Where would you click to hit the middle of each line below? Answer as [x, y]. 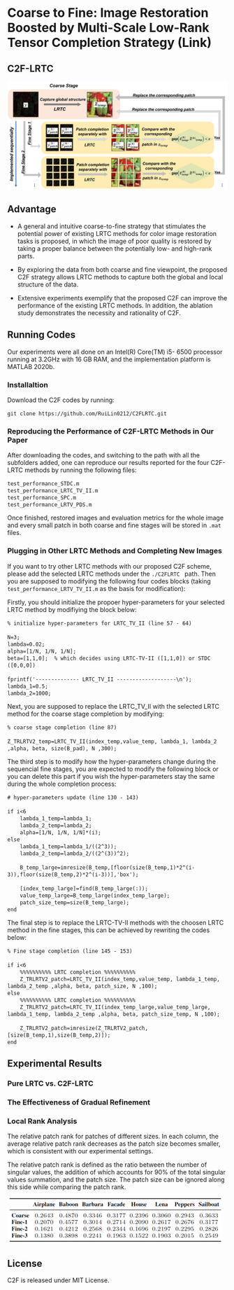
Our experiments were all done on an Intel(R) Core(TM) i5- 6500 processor [115, 352]
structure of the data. [48, 284]
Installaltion [28, 384]
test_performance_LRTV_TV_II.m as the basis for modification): [96, 588]
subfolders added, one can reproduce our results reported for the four [108, 463]
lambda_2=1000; [29, 693]
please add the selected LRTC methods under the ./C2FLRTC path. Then [112, 574]
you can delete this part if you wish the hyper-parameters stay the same [111, 776]
